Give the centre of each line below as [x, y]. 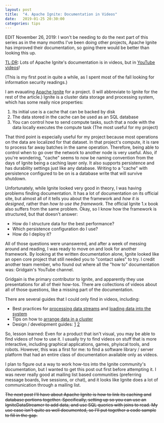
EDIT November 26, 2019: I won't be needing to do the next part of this [77, 37]
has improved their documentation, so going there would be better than [77, 48]
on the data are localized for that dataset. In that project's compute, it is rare [82, 142]
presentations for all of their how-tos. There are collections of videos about [81, 285]
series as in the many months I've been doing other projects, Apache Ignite [81, 43]
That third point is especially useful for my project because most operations [82, 137]
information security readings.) [36, 82]
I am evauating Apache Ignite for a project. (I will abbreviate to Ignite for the [82, 92]
